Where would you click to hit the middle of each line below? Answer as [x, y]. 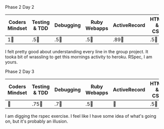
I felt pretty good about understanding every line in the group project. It [77, 52]
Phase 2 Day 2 [20, 7]
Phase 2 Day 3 [20, 71]
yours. [11, 62]
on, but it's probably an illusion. [37, 121]
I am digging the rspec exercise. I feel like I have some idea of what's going [81, 116]
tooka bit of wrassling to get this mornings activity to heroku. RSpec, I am [79, 57]
